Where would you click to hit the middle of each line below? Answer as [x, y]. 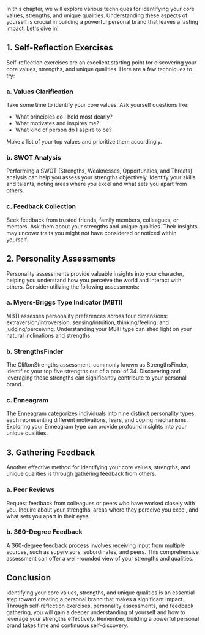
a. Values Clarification [40, 92]
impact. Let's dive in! [33, 28]
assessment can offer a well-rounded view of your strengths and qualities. [100, 558]
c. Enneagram [28, 400]
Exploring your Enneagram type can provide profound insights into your [97, 427]
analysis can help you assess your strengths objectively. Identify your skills [101, 177]
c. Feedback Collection [41, 206]
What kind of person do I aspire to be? [63, 130]
